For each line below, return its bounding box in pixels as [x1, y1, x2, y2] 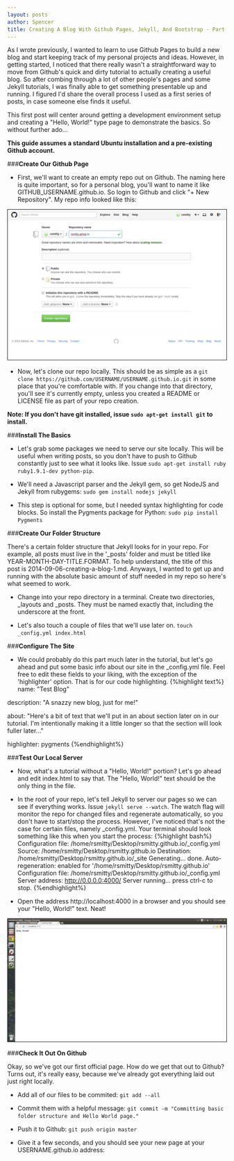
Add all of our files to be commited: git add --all [17, 1091, 160, 1099]
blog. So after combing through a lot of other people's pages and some [7, 75, 210, 83]
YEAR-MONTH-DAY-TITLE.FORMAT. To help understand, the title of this [7, 557, 213, 565]
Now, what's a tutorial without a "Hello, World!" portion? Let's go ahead [17, 767, 222, 775]
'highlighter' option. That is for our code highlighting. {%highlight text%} [17, 677, 224, 685]
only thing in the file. [17, 781, 76, 790]
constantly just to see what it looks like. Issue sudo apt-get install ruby [17, 459, 226, 467]
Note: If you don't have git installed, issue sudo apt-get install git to [7, 410, 213, 418]
